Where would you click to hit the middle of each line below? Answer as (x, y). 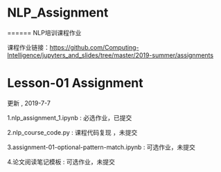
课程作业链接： (28, 47)
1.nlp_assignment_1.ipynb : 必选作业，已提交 (70, 117)
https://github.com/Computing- (94, 47)
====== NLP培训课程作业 (44, 32)
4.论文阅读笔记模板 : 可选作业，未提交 (61, 162)
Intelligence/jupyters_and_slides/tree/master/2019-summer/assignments (110, 55)
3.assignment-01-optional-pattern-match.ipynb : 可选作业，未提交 (101, 147)
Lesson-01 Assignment (75, 83)
